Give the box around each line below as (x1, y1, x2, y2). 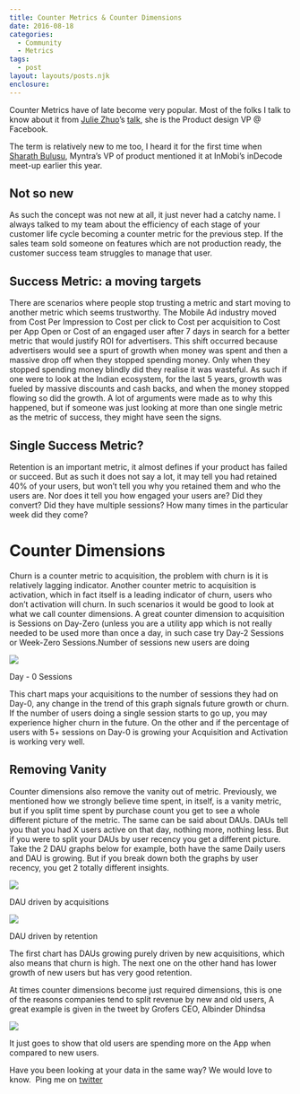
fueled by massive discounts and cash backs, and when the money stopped (9, 383, 290, 395)
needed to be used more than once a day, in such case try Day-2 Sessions (9, 628, 285, 638)
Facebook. (9, 123, 49, 135)
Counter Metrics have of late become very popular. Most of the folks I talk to (9, 104, 291, 115)
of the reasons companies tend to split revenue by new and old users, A (9, 994, 275, 1004)
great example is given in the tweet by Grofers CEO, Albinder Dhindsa (9, 1003, 266, 1014)
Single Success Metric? (9, 438, 144, 453)
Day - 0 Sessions (9, 672, 73, 682)
